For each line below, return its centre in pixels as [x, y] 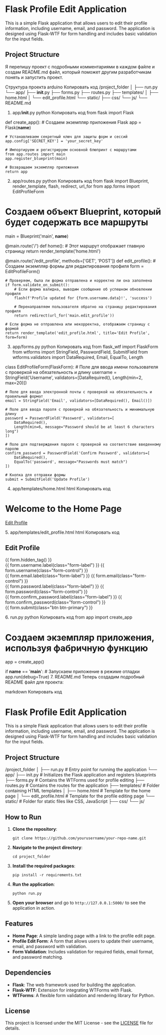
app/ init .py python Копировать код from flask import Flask [73, 112]
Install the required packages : [44, 866]
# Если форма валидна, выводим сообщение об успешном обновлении [83, 289]
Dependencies [28, 973]
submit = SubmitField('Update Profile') [48, 479]
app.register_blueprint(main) [37, 158]
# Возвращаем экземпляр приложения [42, 167]
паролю [12, 449]
